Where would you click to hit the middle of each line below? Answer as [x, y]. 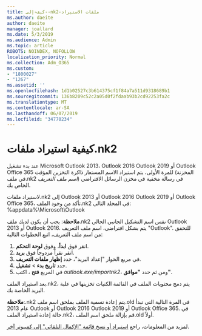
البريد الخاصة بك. [26, 290]
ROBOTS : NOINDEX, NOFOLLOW [41, 52]
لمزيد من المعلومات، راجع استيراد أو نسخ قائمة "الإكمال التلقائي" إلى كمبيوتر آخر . [98, 327]
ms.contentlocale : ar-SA [38, 108]
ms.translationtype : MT [37, 102]
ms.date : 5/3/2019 [30, 35]
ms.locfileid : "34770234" [39, 119]
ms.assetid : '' [26, 86]
